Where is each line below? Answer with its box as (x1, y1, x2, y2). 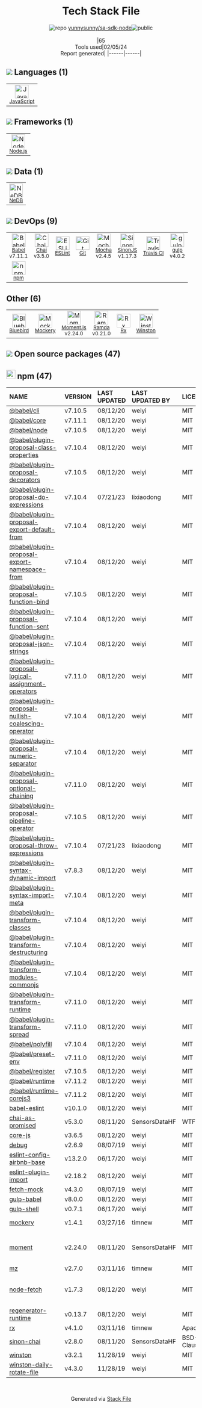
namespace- (9, 565, 47, 574)
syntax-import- (9, 891, 55, 899)
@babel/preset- (9, 1050, 55, 1058)
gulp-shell (9, 1205, 39, 1214)
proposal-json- (9, 640, 54, 648)
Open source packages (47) (14, 349, 121, 359)
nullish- (9, 712, 32, 721)
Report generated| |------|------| (60, 49, 142, 57)
